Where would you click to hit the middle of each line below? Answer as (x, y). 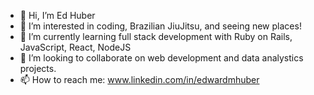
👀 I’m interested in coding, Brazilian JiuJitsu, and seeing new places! (160, 26)
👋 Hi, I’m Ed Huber (57, 15)
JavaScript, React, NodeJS (75, 47)
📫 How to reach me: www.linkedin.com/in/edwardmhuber (139, 79)
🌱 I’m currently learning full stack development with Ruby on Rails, (156, 36)
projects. (38, 68)
